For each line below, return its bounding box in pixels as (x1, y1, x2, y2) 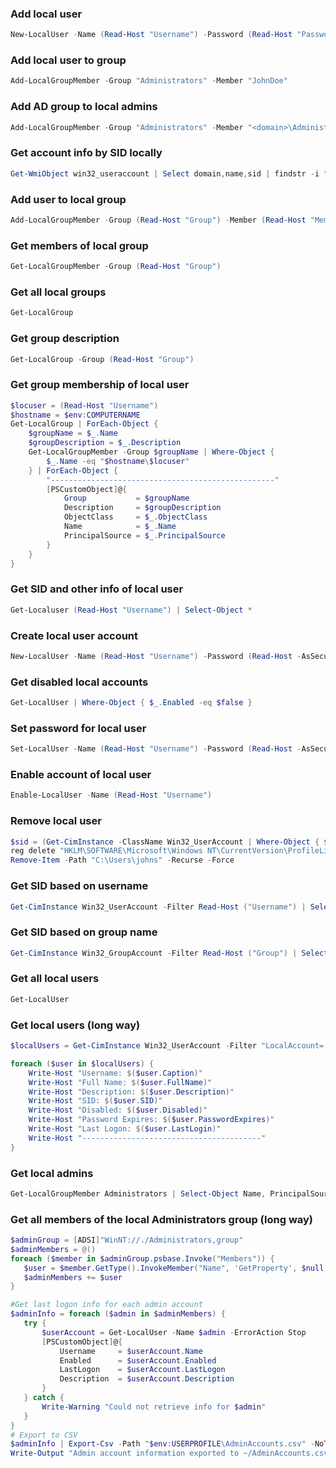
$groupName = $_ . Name (28, 428, 118, 439)
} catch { (23, 1393, 65, 1403)
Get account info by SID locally (10, 146, 163, 160)
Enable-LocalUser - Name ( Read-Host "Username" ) (10, 790, 213, 801)
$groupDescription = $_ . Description (28, 438, 182, 448)
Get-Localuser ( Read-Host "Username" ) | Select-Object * (10, 605, 253, 615)
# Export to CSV (10, 1430, 78, 1440)
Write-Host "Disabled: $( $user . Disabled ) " (28, 1105, 208, 1116)
